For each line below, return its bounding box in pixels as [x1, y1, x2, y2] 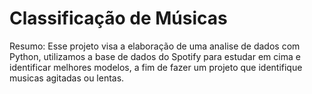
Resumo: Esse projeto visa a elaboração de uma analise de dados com [9, 40, 301, 52]
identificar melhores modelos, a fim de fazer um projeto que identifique [9, 61, 303, 73]
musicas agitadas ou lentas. [9, 72, 125, 84]
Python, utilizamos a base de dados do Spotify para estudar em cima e [9, 50, 301, 62]
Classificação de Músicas [9, 7, 228, 30]
